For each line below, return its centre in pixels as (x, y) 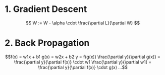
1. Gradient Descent (46, 9)
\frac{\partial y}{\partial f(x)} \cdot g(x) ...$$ (83, 67)
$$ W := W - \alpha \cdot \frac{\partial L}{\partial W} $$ (83, 23)
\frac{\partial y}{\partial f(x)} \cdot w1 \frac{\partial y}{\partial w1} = (83, 62)
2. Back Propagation (47, 43)
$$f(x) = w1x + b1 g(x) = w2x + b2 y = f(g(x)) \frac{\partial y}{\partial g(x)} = (83, 57)
